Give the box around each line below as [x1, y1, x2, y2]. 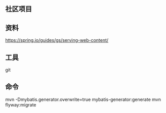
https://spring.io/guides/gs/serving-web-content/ [5, 37, 109, 43]
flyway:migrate [5, 101, 36, 107]
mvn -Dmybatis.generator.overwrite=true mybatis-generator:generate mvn [5, 96, 161, 102]
